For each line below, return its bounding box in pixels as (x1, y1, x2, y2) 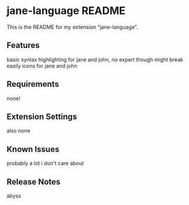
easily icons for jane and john (6, 62, 78, 69)
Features (6, 40, 40, 50)
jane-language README (6, 4, 126, 18)
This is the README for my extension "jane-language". (6, 23, 139, 30)
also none (6, 127, 31, 134)
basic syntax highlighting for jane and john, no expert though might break (6, 56, 184, 63)
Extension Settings (6, 111, 77, 121)
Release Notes (6, 177, 61, 187)
